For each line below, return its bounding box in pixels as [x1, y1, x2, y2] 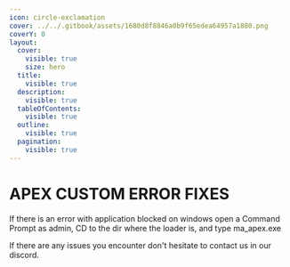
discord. [9, 249, 40, 260]
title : [17, 71, 42, 80]
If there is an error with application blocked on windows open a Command [9, 213, 280, 223]
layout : [9, 37, 38, 47]
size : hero [25, 63, 66, 72]
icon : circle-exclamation [9, 12, 105, 22]
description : [17, 87, 66, 96]
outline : [17, 121, 50, 130]
